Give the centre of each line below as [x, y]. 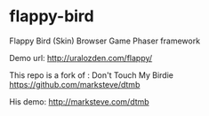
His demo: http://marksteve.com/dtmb [79, 101]
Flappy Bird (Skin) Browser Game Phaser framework [105, 41]
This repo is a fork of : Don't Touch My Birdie [91, 75]
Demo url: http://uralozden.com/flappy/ [81, 58]
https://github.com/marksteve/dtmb [75, 84]
